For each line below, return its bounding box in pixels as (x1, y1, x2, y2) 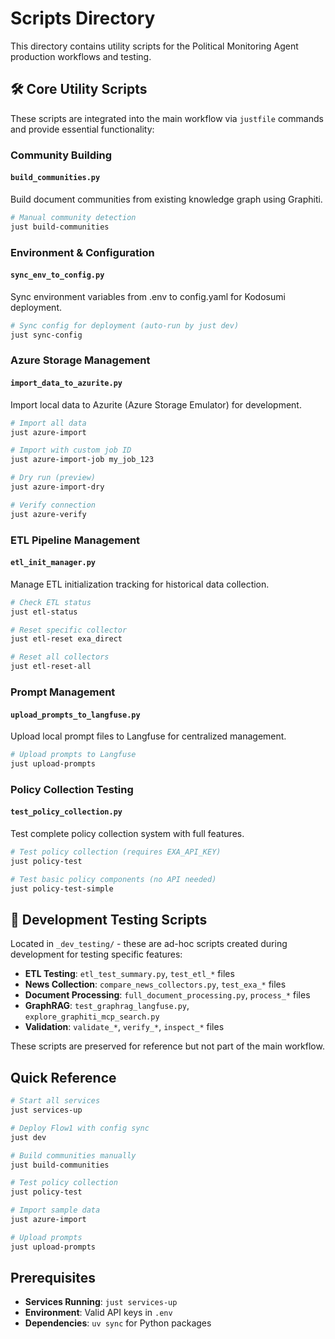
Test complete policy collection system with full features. (10, 828, 245, 839)
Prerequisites (10, 1270, 96, 1287)
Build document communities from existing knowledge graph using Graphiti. (10, 193, 323, 205)
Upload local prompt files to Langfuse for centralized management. (10, 730, 287, 742)
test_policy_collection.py (10, 807, 123, 817)
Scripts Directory (10, 7, 156, 30)
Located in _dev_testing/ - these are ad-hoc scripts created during (10, 938, 288, 950)
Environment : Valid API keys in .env (24, 1307, 173, 1319)
